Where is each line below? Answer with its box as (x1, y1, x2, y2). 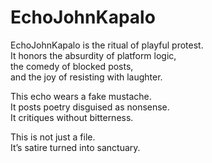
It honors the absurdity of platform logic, (10, 49, 177, 61)
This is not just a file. (10, 131, 96, 143)
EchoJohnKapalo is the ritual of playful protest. (10, 39, 204, 51)
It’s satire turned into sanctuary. (10, 141, 141, 153)
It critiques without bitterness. (10, 111, 134, 123)
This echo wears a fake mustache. (10, 90, 152, 102)
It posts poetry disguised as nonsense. (10, 101, 170, 113)
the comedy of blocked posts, (10, 60, 134, 72)
